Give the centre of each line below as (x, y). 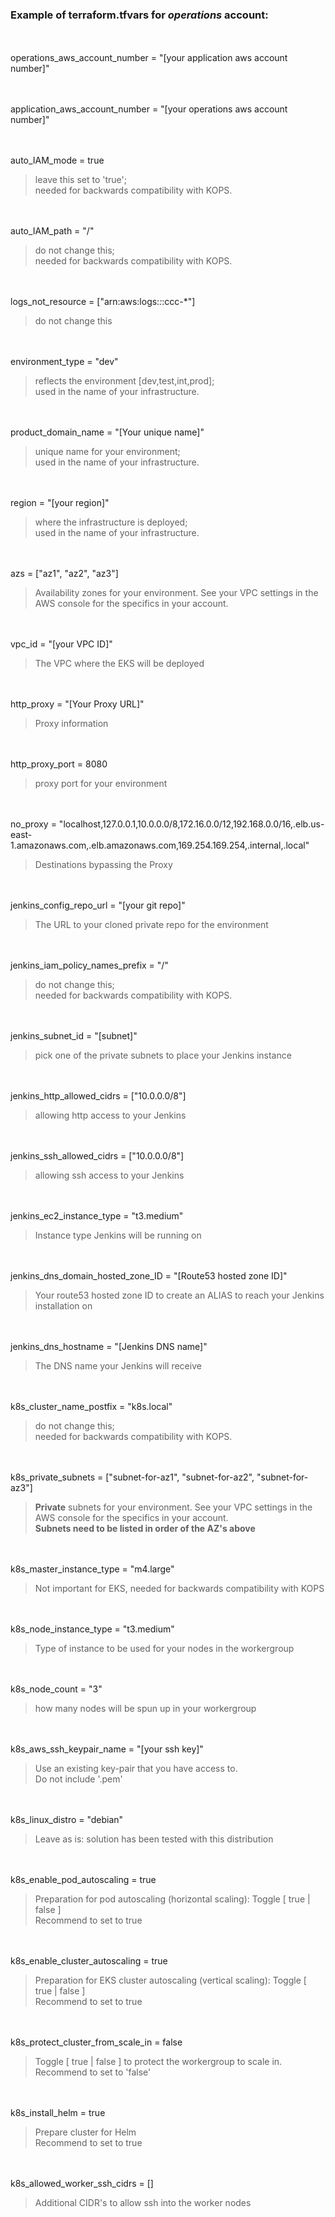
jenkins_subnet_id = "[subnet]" (74, 1036)
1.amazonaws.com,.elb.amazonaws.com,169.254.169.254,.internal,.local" (160, 845)
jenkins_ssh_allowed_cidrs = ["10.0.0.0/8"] (97, 1156)
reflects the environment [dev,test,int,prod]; (124, 381)
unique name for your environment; (107, 452)
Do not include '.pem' (78, 1779)
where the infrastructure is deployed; (111, 522)
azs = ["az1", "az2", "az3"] (64, 574)
